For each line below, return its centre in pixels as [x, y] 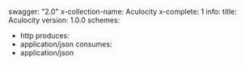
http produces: [45, 36]
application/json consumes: [66, 44]
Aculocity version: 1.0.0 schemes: [64, 20]
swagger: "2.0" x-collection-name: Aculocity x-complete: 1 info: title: [122, 12]
